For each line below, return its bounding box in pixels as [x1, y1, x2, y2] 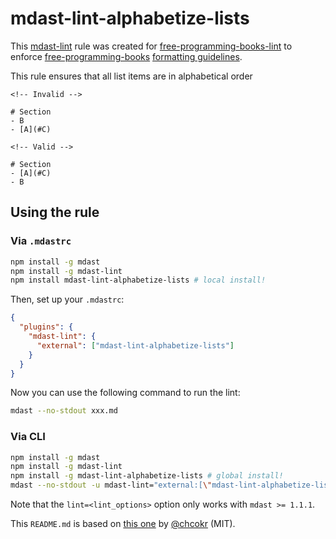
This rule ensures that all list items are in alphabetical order [10, 70, 253, 82]
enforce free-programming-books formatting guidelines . [10, 50, 243, 62]
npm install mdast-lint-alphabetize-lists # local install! [10, 275, 267, 286]
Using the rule [10, 204, 100, 221]
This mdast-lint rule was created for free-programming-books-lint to [10, 40, 293, 52]
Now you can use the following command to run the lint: [10, 387, 241, 399]
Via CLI [10, 430, 46, 444]
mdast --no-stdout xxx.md [10, 406, 118, 416]
